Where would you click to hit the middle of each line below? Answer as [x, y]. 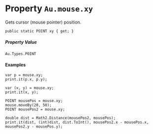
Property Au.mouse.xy [49, 9]
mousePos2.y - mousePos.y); [34, 127]
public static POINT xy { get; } [39, 31]
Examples [16, 65]
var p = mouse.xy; [24, 75]
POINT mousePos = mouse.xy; [34, 101]
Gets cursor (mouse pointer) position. [43, 22]
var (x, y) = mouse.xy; [30, 88]
